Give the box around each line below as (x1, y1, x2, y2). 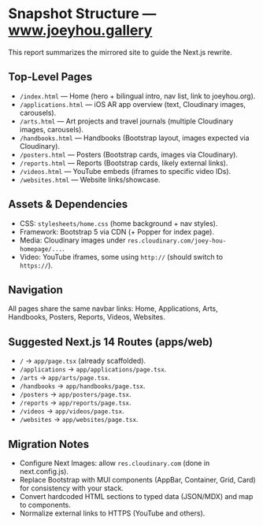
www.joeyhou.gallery (8, 21, 153, 39)
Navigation (8, 283, 63, 296)
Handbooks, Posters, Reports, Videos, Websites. (8, 312, 165, 322)
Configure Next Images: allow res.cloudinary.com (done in (19, 458, 210, 468)
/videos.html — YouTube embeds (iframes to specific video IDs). (19, 166, 232, 176)
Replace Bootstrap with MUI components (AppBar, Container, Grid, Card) (19, 475, 256, 484)
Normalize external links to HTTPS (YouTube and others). (19, 508, 206, 518)
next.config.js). (19, 467, 69, 476)
